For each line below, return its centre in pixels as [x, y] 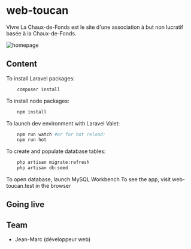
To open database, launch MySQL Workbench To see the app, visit [89, 179]
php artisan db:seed [43, 168]
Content [22, 64]
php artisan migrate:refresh [53, 163]
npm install [32, 112]
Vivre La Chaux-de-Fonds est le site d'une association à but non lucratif [95, 27]
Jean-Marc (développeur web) [53, 239]
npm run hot [32, 140]
